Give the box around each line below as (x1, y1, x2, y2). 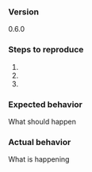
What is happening (8, 155, 70, 164)
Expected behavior (8, 98, 83, 109)
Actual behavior (8, 136, 71, 147)
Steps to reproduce (8, 44, 84, 55)
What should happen (8, 117, 77, 126)
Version (8, 6, 40, 17)
